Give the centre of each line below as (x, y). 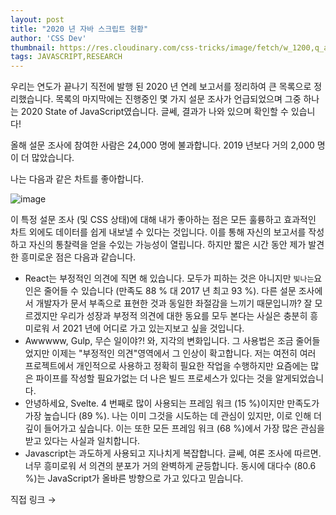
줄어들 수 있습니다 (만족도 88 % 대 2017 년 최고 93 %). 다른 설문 (170, 291)
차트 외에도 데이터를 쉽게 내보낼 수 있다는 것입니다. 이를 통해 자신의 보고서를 (158, 232)
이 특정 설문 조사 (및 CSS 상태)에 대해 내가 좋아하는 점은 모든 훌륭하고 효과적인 (163, 220)
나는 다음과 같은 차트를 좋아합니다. (77, 179)
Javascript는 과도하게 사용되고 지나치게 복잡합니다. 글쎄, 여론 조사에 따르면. (173, 453)
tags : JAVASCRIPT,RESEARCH (66, 57)
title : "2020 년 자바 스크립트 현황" (79, 29)
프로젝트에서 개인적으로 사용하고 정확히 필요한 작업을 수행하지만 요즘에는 (166, 366)
